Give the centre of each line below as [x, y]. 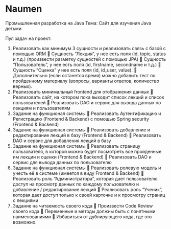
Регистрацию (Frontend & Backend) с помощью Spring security [81, 119]
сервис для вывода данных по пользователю [62, 162]
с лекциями [25, 200]
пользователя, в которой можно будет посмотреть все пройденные [87, 151]
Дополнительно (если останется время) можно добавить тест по [84, 75]
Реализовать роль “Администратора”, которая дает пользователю [85, 178]
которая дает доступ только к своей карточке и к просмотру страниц [89, 195]
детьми [14, 28]
